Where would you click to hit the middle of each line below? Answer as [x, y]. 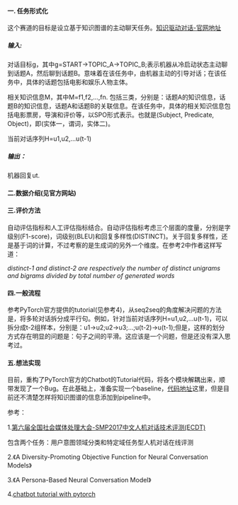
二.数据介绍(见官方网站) [42, 193]
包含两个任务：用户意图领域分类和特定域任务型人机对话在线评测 [100, 443]
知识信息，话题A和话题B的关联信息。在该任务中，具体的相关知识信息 [124, 106]
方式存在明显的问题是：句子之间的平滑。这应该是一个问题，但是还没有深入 [116, 337]
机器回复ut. [24, 175]
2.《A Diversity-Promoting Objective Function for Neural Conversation [108, 457]
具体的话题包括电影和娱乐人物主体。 [79, 82]
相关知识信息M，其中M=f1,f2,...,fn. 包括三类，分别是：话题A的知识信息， [113, 97]
